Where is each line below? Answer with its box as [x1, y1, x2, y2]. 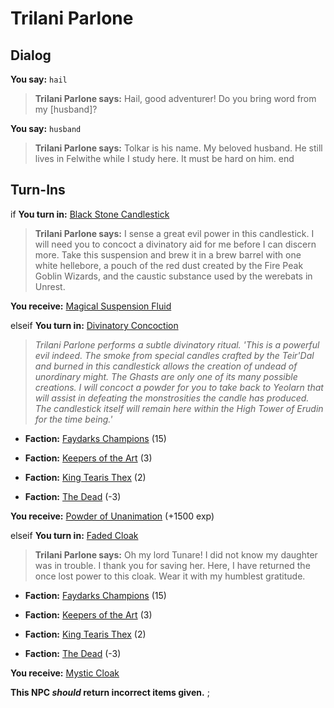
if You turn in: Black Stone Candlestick [10, 208, 170, 220]
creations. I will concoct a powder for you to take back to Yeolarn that [34, 381, 324, 393]
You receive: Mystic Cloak [10, 667, 120, 679]
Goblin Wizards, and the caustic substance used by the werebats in [34, 270, 313, 282]
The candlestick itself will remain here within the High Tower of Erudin [34, 402, 324, 414]
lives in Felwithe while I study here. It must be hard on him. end [34, 153, 295, 164]
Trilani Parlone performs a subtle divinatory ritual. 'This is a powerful [34, 338, 320, 351]
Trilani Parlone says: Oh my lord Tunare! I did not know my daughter [34, 548, 318, 561]
